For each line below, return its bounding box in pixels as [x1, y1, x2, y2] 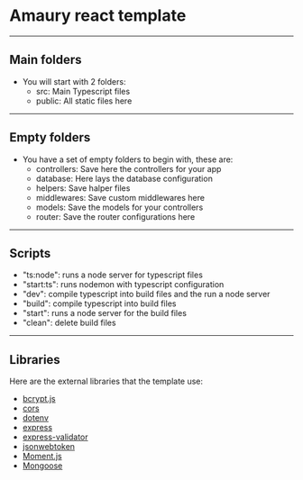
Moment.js [22, 451, 62, 462]
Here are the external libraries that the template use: [9, 376, 204, 387]
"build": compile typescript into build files [22, 298, 177, 309]
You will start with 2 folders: [22, 76, 126, 86]
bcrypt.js [22, 394, 56, 404]
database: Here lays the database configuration [35, 173, 214, 184]
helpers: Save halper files [35, 182, 131, 194]
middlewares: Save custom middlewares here [35, 192, 206, 203]
